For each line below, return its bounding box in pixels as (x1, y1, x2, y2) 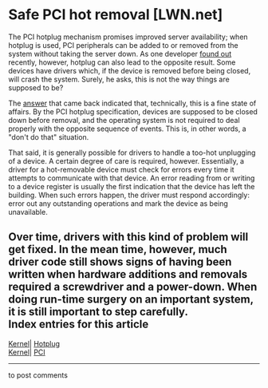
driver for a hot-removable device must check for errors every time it (8, 164, 235, 174)
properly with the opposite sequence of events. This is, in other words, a (8, 124, 246, 133)
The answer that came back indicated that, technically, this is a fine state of (8, 98, 257, 108)
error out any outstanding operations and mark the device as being (8, 198, 229, 208)
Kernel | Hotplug (8, 339, 61, 348)
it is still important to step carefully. (8, 305, 189, 319)
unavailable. (8, 207, 48, 216)
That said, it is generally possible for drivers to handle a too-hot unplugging (8, 148, 256, 157)
